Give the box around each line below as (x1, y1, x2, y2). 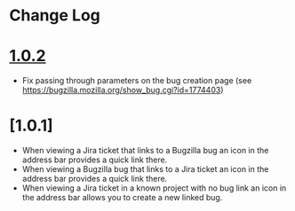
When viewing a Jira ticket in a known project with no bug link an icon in (21, 183, 287, 193)
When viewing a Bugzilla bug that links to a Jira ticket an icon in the (21, 164, 269, 175)
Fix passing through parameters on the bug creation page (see (21, 75, 252, 86)
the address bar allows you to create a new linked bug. (21, 192, 223, 203)
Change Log (9, 5, 100, 26)
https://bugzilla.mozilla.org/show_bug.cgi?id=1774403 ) (21, 85, 224, 96)
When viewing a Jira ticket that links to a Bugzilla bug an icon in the (21, 145, 269, 156)
